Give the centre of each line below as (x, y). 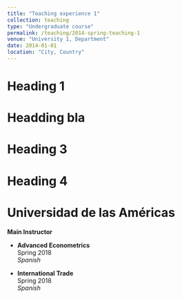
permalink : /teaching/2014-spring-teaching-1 (73, 33)
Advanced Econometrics (53, 245)
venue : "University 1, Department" (58, 39)
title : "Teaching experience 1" (53, 13)
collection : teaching (38, 20)
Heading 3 (37, 149)
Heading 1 (36, 86)
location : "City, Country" (46, 52)
